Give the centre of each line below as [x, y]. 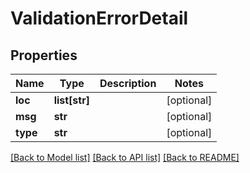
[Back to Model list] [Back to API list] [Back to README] [125, 157]
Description [128, 83]
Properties [44, 55]
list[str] [71, 100]
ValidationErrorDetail [99, 18]
